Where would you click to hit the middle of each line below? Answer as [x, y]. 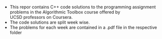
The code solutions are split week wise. [50, 22]
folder [16, 32]
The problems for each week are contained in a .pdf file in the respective [83, 27]
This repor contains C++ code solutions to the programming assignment [83, 7]
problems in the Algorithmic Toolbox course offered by [65, 12]
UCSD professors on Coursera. [41, 17]
